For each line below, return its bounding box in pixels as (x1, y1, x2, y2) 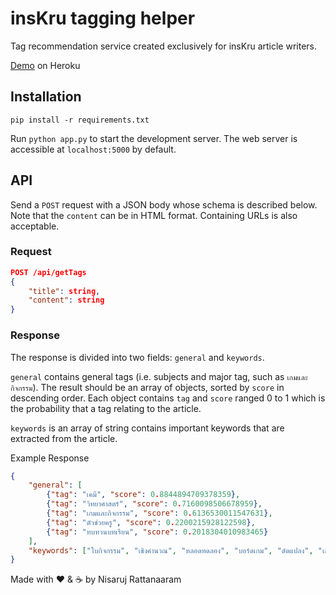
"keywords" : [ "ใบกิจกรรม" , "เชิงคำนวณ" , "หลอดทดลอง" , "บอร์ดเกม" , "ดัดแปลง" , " (28, 545, 323, 556)
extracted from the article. (10, 432, 118, 444)
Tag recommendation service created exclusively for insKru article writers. (10, 40, 317, 52)
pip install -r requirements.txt (10, 115, 150, 125)
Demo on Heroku (10, 59, 81, 71)
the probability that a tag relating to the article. (10, 402, 202, 414)
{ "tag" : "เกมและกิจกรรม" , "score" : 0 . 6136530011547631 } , (46, 508, 273, 519)
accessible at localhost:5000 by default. (10, 143, 177, 155)
